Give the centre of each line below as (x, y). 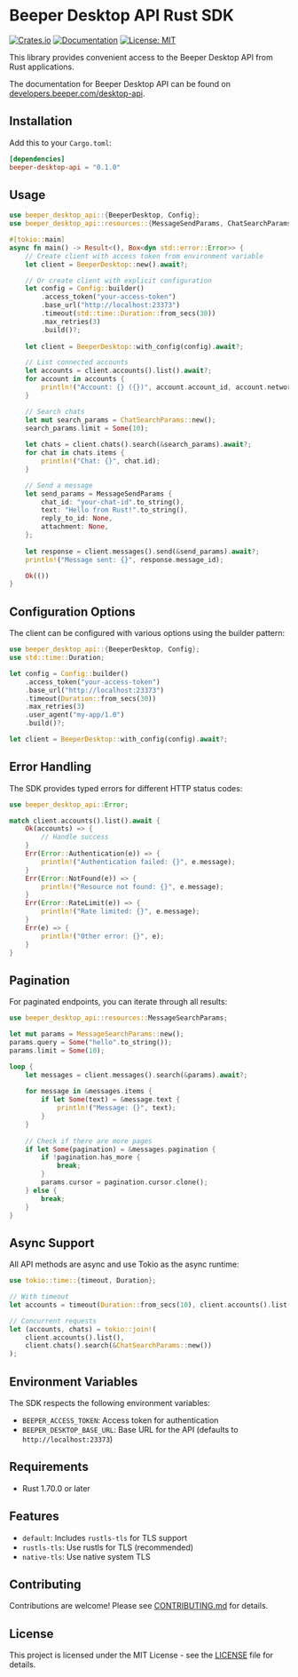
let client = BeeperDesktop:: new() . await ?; (107, 264)
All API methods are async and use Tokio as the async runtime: (124, 1264)
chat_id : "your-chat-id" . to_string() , (113, 502)
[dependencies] (37, 159)
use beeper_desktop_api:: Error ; (69, 805)
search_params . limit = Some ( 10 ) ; (87, 428)
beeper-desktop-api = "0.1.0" (65, 167)
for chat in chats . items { (75, 453)
